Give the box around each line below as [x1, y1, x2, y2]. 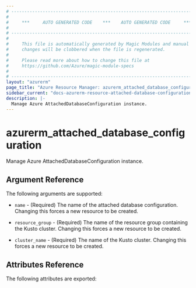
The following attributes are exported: [6, 275, 97, 282]
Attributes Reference [6, 259, 84, 269]
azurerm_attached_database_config [6, 126, 185, 139]
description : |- [6, 95, 45, 101]
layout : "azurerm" [6, 79, 51, 85]
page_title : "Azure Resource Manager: [6, 85, 100, 91]
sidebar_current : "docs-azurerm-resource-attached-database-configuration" [6, 90, 194, 96]
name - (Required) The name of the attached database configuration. [14, 202, 178, 209]
